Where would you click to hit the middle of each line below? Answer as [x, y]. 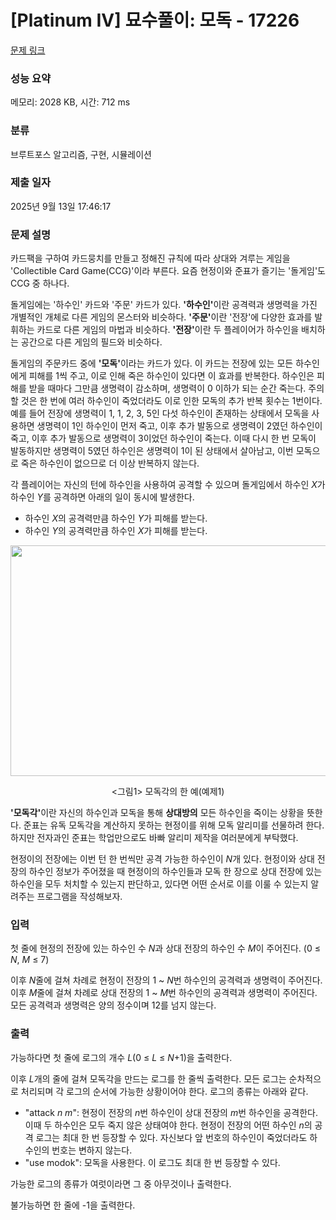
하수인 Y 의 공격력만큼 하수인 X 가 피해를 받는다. [116, 531]
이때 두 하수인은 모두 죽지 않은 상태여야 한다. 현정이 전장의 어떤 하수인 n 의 [168, 1125]
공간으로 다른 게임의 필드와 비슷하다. [91, 342]
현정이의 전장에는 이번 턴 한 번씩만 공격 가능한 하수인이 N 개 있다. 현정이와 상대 [162, 859]
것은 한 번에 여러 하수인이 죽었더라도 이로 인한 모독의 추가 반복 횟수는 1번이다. [171, 401]
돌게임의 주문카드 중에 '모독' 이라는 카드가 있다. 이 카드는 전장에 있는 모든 [152, 363]
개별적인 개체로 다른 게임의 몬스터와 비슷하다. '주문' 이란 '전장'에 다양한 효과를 [161, 317]
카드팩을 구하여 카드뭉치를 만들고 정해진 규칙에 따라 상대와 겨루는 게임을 [150, 258]
